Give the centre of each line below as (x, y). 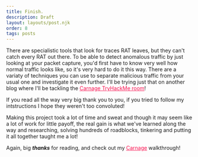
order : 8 (17, 28)
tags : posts (21, 34)
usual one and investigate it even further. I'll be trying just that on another (95, 82)
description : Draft (30, 17)
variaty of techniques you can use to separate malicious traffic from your (95, 76)
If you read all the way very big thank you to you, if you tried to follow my (95, 100)
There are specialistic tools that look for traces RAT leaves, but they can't (95, 50)
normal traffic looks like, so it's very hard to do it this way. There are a (91, 69)
